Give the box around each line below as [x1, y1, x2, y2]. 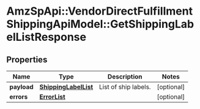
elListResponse [6, 30, 87, 44]
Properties [6, 54, 48, 65]
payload [9, 83, 34, 91]
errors [9, 93, 28, 101]
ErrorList [39, 93, 65, 101]
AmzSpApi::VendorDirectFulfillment [6, 4, 193, 18]
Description [107, 72, 143, 80]
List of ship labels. [98, 83, 151, 91]
